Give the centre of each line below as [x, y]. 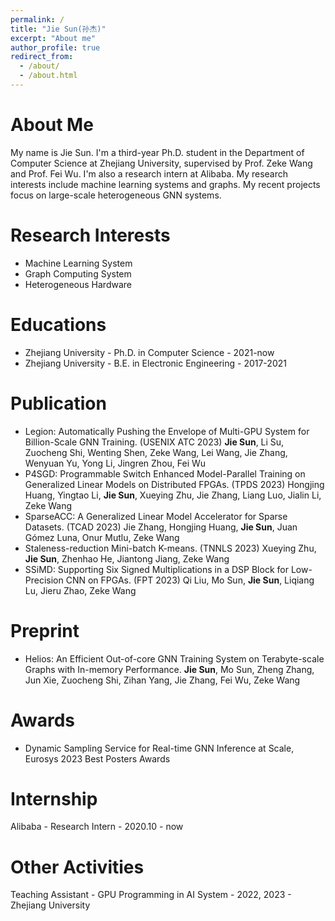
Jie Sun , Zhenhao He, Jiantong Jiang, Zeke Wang [127, 558]
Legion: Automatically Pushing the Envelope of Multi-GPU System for [167, 431]
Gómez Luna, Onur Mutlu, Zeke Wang [102, 537]
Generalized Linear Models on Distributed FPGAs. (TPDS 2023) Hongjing [174, 484]
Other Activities [77, 867]
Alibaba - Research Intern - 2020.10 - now [97, 827]
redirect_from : [42, 57]
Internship [54, 798]
